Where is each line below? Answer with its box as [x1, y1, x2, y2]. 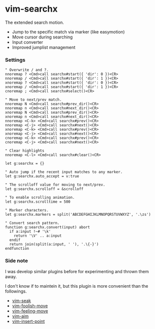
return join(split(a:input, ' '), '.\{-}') [9, 242, 99, 247]
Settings [5, 56, 26, 63]
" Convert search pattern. [5, 221, 60, 225]
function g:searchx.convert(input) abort [5, 225, 90, 230]
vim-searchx [5, 3, 58, 15]
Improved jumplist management [12, 44, 76, 50]
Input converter [12, 39, 43, 45]
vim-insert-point [12, 318, 45, 324]
